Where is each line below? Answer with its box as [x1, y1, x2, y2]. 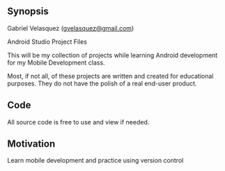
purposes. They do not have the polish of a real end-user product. [7, 79, 197, 88]
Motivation [7, 138, 56, 150]
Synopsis [7, 6, 49, 17]
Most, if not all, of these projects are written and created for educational [7, 72, 214, 80]
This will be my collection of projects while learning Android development [7, 51, 218, 59]
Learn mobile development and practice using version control [7, 156, 184, 165]
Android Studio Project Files [7, 38, 88, 46]
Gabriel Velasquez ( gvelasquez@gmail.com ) [7, 24, 134, 32]
